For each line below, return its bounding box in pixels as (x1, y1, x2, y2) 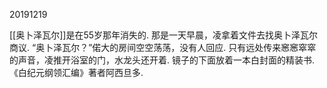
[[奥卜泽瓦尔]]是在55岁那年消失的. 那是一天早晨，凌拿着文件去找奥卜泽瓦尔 (9, 29, 319, 41)
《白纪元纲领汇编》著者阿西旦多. (9, 67, 144, 78)
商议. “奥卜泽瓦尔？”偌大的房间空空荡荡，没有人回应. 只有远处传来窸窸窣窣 (9, 42, 317, 53)
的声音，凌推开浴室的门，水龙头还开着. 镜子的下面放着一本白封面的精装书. (9, 54, 316, 66)
